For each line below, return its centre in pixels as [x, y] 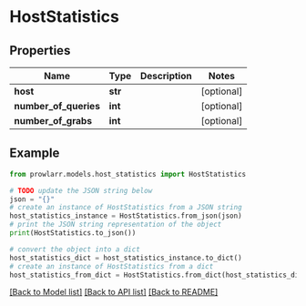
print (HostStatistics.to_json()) [73, 233]
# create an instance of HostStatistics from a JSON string [126, 208]
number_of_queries [57, 106]
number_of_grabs [53, 121]
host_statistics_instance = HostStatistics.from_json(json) [126, 216]
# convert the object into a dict [75, 249]
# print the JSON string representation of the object [116, 225]
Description [166, 76]
